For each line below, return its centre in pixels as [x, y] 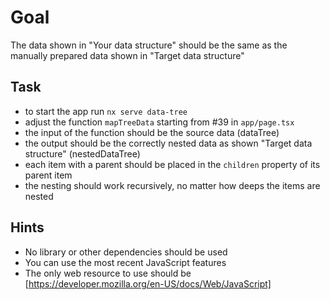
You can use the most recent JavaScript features [125, 262]
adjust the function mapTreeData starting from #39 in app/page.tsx [159, 122]
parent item [48, 175]
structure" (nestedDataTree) [82, 153]
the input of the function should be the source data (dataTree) [152, 132]
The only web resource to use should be [108, 273]
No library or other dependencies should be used [126, 252]
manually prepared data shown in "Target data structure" [127, 55]
